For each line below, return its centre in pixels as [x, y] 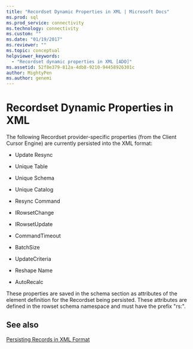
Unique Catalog [34, 190]
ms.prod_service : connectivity [45, 23]
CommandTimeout [38, 236]
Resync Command [38, 201]
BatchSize [27, 248]
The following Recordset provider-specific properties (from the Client [91, 137]
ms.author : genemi [29, 78]
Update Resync [34, 155]
